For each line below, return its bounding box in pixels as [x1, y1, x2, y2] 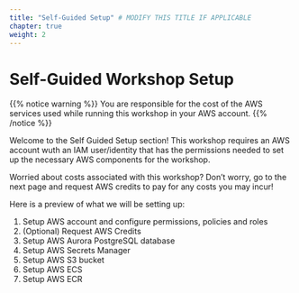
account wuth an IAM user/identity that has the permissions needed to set [9, 145, 285, 156]
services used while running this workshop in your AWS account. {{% [9, 108, 267, 119]
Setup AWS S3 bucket [22, 254, 105, 266]
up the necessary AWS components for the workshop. [9, 154, 211, 165]
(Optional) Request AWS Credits [22, 226, 141, 237]
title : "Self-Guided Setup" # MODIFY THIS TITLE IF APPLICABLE [9, 13, 252, 23]
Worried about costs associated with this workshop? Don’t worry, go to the [9, 172, 287, 183]
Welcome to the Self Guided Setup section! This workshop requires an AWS [9, 135, 290, 146]
